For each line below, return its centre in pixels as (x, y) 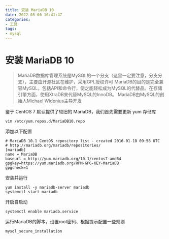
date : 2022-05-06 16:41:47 (34, 15)
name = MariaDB (21, 154)
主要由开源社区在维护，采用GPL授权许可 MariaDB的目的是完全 (94, 81)
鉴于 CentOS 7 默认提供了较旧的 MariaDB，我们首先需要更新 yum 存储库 (81, 111)
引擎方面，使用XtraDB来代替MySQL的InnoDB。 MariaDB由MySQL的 (89, 94)
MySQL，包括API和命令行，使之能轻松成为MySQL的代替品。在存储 (92, 88)
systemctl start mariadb (31, 192)
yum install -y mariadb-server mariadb (47, 187)
